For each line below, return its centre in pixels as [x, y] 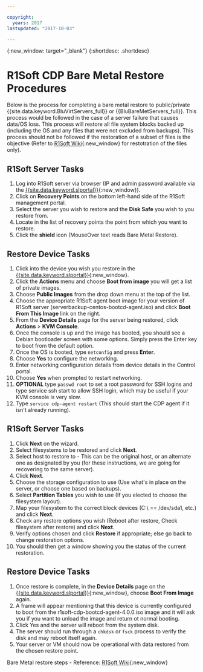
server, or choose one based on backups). [68, 488]
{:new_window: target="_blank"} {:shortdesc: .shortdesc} [78, 51]
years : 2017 [27, 23]
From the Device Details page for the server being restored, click [97, 320]
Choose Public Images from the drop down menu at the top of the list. [103, 294]
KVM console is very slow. [48, 397]
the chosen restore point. [47, 650]
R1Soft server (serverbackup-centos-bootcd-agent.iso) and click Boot [103, 307]
